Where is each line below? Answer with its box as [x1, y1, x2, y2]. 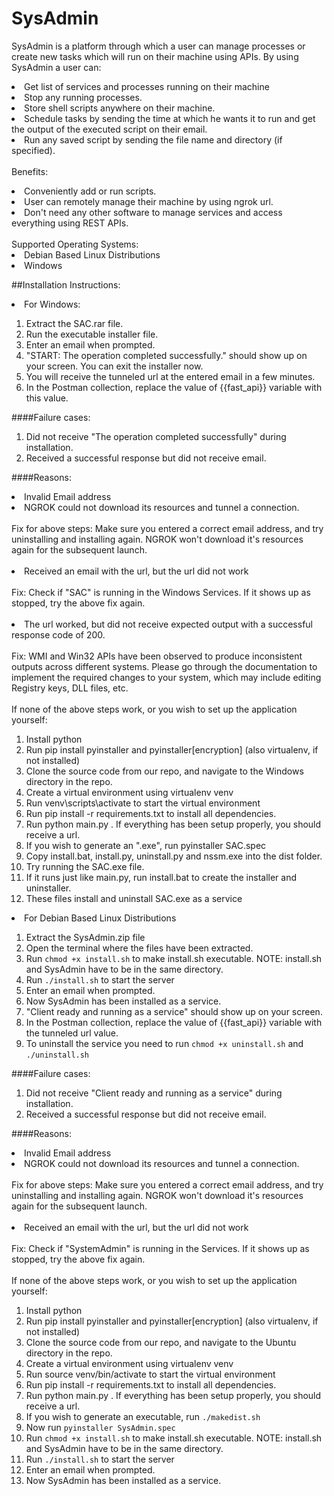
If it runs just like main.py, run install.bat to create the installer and [25, 871, 298, 883]
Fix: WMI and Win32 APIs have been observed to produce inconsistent [11, 650, 303, 662]
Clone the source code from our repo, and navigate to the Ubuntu [25, 1336, 297, 1348]
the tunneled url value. [25, 1027, 119, 1039]
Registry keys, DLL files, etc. [11, 682, 129, 694]
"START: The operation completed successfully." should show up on [25, 349, 308, 361]
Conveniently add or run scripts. [24, 185, 157, 197]
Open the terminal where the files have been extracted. [25, 942, 254, 954]
